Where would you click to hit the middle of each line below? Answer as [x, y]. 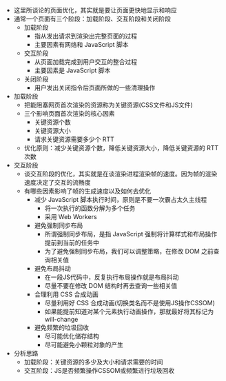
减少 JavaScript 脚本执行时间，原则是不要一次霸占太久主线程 [121, 199]
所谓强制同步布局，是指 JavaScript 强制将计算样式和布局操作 [131, 234]
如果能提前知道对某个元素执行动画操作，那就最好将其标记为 [129, 311]
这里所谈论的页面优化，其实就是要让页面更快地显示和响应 [95, 10]
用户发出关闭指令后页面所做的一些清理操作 [95, 87]
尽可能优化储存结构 [72, 336]
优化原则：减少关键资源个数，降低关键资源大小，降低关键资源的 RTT [121, 148]
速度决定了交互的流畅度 [57, 182]
